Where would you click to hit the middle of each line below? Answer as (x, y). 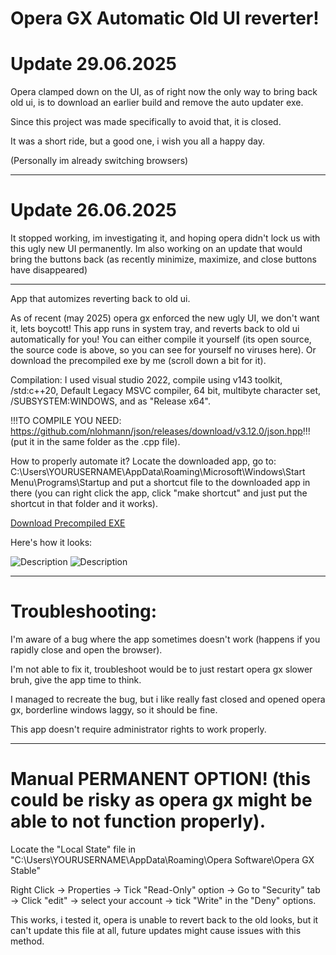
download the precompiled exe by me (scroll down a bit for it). (138, 361)
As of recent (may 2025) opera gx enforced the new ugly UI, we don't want (165, 318)
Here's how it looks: (51, 543)
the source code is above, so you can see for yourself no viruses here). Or (163, 350)
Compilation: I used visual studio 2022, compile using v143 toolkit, (146, 380)
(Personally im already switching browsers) (99, 161)
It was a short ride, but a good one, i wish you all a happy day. (138, 141)
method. (27, 941)
